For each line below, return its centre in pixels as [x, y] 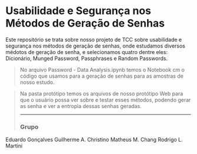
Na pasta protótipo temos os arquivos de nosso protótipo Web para [101, 93]
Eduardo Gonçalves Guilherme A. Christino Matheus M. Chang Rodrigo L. [94, 140]
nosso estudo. [37, 82]
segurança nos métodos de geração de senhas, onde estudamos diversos [96, 46]
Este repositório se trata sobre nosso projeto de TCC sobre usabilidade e [94, 39]
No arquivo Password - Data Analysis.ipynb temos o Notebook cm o [102, 69]
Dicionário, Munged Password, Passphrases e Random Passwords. [87, 58]
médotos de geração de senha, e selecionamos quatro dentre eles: [87, 52]
